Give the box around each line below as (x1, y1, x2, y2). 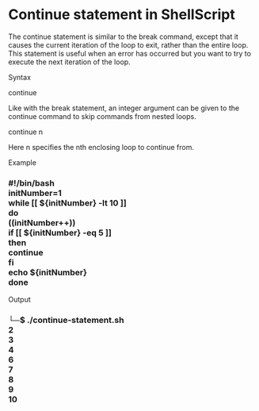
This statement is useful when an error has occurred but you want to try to (8, 48, 252, 58)
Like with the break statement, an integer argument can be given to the (8, 103, 240, 113)
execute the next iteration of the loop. (8, 57, 131, 67)
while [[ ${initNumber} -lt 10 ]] (8, 197, 127, 208)
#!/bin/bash (8, 177, 55, 188)
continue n (8, 127, 44, 136)
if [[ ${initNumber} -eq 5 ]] (8, 227, 112, 238)
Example (8, 157, 37, 167)
